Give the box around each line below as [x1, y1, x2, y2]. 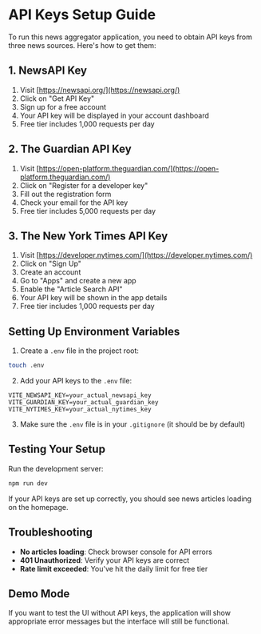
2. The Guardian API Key [8, 142, 132, 156]
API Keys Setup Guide [8, 6, 156, 24]
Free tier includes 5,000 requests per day [19, 206, 156, 215]
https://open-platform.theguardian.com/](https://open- [38, 163, 219, 173]
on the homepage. [8, 502, 69, 512]
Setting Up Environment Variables [8, 324, 180, 338]
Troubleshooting [8, 526, 93, 540]
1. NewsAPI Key [8, 64, 88, 78]
